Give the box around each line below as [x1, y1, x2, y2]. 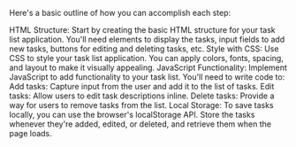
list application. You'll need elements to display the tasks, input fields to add [9, 35, 285, 44]
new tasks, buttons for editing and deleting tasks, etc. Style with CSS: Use [9, 43, 279, 54]
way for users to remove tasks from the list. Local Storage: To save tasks [9, 100, 274, 110]
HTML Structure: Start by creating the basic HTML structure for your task [9, 25, 276, 35]
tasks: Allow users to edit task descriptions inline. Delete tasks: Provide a [9, 90, 275, 101]
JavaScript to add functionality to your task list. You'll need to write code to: [9, 72, 285, 82]
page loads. [9, 128, 53, 138]
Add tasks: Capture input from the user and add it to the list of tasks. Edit [9, 81, 275, 91]
